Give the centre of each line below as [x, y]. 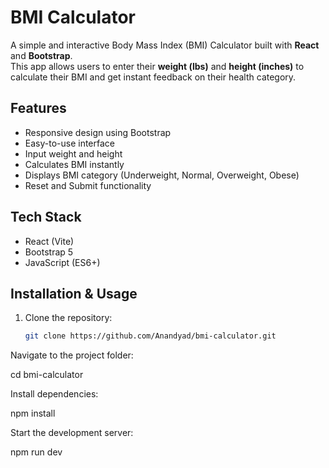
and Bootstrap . [41, 55]
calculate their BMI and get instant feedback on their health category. [153, 77]
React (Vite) [49, 241]
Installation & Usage [74, 293]
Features [38, 108]
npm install [33, 413]
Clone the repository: [68, 318]
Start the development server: [72, 433]
